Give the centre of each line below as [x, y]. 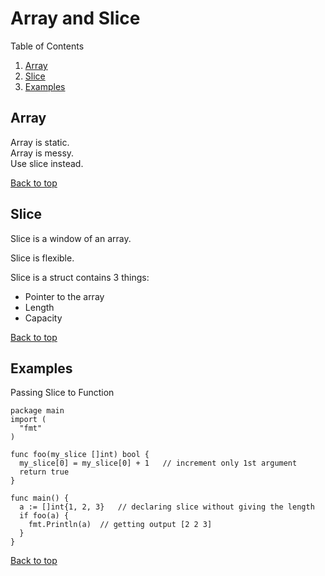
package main [37, 411]
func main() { [40, 498]
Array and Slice [75, 18]
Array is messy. [42, 153]
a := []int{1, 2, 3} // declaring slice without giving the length [167, 507]
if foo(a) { [44, 516]
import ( [28, 420]
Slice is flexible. [42, 258]
